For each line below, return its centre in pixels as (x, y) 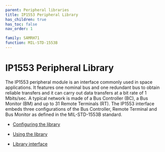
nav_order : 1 (19, 29)
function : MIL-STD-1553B (31, 43)
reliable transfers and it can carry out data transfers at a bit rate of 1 (76, 93)
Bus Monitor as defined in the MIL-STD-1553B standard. (64, 114)
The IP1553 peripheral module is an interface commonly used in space (79, 82)
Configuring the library (36, 124)
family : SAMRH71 (22, 38)
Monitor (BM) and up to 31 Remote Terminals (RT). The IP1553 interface (80, 103)
